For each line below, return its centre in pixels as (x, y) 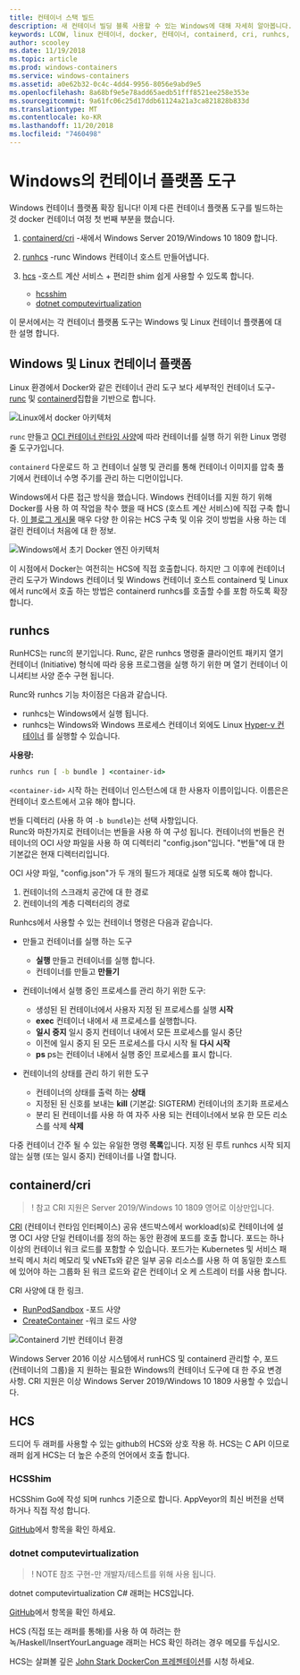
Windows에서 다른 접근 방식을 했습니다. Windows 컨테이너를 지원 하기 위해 (141, 497)
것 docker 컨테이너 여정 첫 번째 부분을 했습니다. (92, 218)
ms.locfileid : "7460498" (55, 134)
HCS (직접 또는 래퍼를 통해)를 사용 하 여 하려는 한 (95, 1631)
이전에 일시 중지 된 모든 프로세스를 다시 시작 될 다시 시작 (133, 1043)
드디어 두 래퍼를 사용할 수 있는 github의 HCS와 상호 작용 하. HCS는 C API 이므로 (150, 1443)
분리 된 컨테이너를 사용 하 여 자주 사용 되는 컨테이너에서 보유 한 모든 (153, 1115)
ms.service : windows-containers (69, 76)
